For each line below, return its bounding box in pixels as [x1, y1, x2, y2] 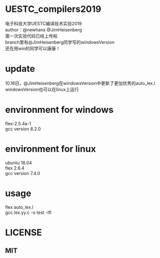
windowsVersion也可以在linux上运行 [5, 86, 79, 92]
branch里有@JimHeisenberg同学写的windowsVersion [5, 39, 115, 45]
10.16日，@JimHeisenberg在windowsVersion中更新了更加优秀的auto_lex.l [5, 80, 156, 86]
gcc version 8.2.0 [5, 126, 41, 132]
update [5, 63, 35, 75]
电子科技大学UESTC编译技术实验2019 [5, 20, 82, 26]
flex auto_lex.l [5, 204, 34, 210]
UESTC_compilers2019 [5, 3, 101, 15]
